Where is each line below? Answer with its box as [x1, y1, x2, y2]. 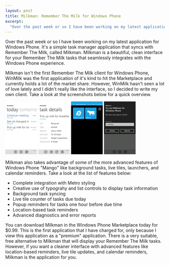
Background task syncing [12, 190, 66, 197]
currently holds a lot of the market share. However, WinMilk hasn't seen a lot [5, 81, 164, 87]
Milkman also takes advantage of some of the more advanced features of [5, 159, 158, 165]
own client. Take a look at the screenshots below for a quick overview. [5, 92, 152, 98]
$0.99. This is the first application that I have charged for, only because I [5, 227, 156, 233]
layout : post [5, 8, 33, 13]
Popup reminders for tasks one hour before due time [12, 201, 122, 207]
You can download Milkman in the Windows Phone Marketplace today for [5, 222, 158, 228]
